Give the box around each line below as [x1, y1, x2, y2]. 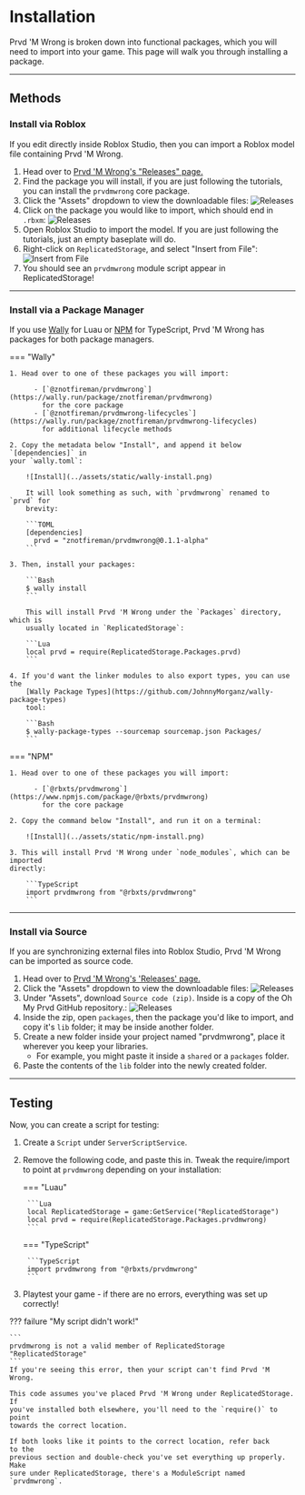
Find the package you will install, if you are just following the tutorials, [22, 176, 283, 186]
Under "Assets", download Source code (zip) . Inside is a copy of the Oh [22, 993, 292, 1004]
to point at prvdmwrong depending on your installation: [22, 1164, 222, 1175]
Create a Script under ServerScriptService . [22, 1137, 188, 1148]
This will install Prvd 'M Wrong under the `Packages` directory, [25, 607, 282, 617]
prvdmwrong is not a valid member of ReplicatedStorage [9, 1341, 225, 1351]
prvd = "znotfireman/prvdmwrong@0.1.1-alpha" [33, 536, 209, 545]
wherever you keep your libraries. [22, 1041, 149, 1052]
